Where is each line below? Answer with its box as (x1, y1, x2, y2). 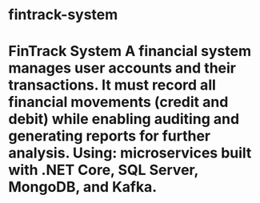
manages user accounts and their (8, 59, 236, 78)
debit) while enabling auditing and (8, 110, 240, 129)
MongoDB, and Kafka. (8, 178, 158, 197)
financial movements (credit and (8, 94, 229, 111)
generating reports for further (8, 127, 210, 145)
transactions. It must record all (8, 76, 216, 94)
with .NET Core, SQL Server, (8, 161, 198, 179)
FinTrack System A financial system (8, 42, 252, 61)
